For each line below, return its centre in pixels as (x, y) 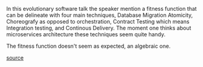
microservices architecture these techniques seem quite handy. (86, 34)
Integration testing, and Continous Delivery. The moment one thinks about (99, 28)
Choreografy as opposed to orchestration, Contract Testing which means (98, 21)
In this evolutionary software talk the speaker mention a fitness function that (101, 9)
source (15, 58)
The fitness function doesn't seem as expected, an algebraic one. (88, 46)
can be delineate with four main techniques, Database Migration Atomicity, (100, 15)
